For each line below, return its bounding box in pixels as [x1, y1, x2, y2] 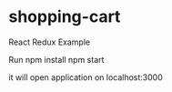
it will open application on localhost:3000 [8, 71, 163, 83]
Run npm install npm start [8, 54, 105, 65]
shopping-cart [8, 6, 121, 27]
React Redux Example [8, 36, 91, 47]
